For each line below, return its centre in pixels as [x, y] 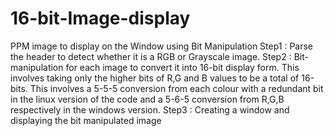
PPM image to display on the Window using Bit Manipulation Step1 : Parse [162, 46]
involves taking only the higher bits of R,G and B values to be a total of [155, 78]
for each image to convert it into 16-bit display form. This [182, 67]
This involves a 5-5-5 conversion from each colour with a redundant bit [176, 88]
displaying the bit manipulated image [86, 120]
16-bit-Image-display [100, 18]
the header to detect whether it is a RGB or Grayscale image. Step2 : [151, 56]
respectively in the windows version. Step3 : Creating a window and [150, 109]
